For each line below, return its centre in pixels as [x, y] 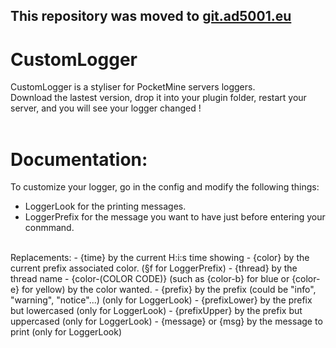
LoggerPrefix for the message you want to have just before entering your [175, 217]
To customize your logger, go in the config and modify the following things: [165, 187]
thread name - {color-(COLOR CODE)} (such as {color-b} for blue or [150, 279]
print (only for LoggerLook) [66, 332]
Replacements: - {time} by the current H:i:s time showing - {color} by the [160, 258]
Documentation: [79, 159]
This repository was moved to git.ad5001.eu [151, 16]
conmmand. [49, 228]
